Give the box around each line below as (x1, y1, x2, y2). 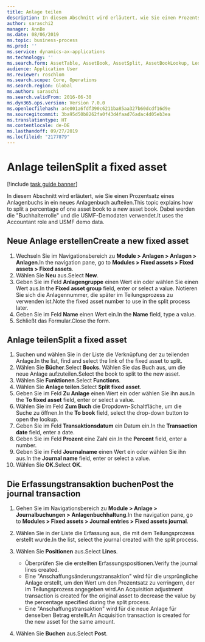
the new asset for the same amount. (24, 618, 116, 626)
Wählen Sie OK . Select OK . (15, 461, 82, 469)
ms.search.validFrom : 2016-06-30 (7, 94, 92, 100)
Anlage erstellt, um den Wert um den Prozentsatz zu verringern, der (24, 579, 195, 586)
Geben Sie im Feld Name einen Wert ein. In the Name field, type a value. (15, 310, 196, 318)
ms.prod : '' (7, 43, 37, 49)
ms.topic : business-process (7, 37, 78, 43)
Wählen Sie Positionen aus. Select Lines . (15, 548, 118, 555)
